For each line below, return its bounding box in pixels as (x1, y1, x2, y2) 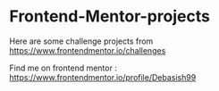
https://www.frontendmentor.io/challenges (9, 45, 166, 55)
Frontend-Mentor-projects (9, 6, 210, 27)
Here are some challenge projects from (9, 36, 154, 46)
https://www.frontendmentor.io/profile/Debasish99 (9, 71, 197, 82)
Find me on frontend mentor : (9, 62, 118, 73)
